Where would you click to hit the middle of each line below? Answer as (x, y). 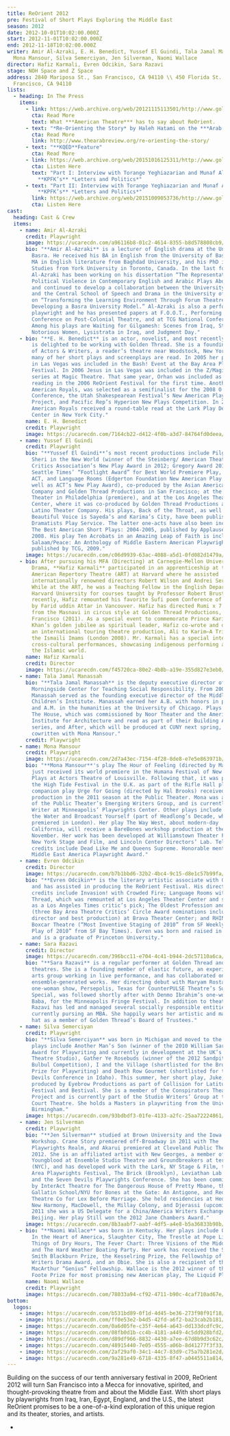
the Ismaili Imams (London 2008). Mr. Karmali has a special (121, 638)
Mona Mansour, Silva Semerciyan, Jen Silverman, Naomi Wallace (105, 58)
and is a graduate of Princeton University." (98, 937)
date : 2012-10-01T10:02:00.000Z (53, 33)
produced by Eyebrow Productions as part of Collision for (118, 1084)
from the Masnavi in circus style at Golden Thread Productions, (127, 613)
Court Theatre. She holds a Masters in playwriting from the (121, 1103)
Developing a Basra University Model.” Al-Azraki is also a (119, 307)
